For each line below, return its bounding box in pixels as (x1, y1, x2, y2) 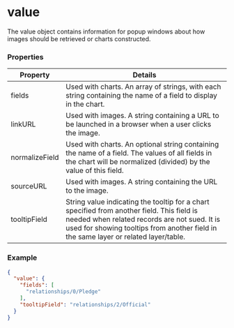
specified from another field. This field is (65, 206, 198, 216)
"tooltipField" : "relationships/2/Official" (19, 301, 151, 308)
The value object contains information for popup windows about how (7, 27, 205, 36)
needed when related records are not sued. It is (65, 214, 221, 224)
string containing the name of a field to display (65, 91, 217, 100)
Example (7, 253, 38, 262)
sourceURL (10, 181, 47, 191)
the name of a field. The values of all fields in (65, 148, 212, 158)
